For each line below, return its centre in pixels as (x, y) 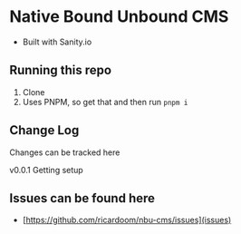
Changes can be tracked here (65, 152)
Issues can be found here (82, 198)
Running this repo (60, 70)
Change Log (44, 130)
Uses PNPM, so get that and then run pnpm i (105, 102)
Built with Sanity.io (57, 42)
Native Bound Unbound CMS (119, 17)
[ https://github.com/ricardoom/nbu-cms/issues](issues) (127, 220)
